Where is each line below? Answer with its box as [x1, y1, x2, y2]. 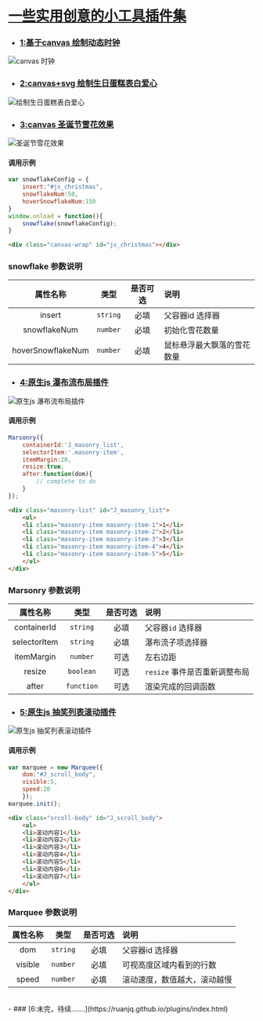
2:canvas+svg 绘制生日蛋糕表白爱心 [19, 78, 158, 89]
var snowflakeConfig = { [8, 176, 89, 184]
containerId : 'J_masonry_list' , [22, 441, 124, 448]
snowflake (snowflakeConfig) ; [22, 219, 117, 228]
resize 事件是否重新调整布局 [144, 667, 250, 677]
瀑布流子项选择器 [144, 637, 208, 648]
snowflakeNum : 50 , [22, 190, 79, 199]
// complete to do [36, 478, 96, 485]
